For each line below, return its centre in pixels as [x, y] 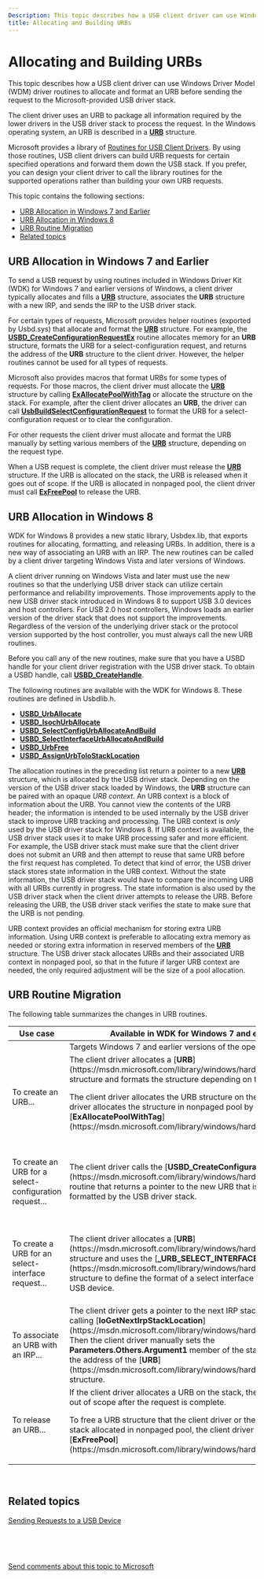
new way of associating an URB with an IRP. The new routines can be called [131, 553]
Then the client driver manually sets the [142, 1340]
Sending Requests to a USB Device [65, 1520]
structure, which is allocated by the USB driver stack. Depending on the [124, 780]
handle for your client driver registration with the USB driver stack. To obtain [132, 667]
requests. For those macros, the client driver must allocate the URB [117, 386]
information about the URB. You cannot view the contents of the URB [119, 805]
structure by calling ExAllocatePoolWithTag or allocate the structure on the [130, 395]
